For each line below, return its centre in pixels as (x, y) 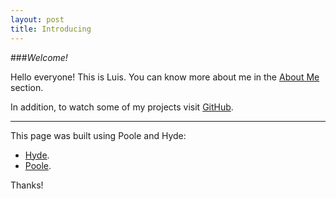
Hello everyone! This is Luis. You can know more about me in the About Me (165, 77)
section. (27, 87)
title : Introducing (51, 29)
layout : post (37, 19)
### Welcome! (39, 57)
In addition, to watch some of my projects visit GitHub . (122, 107)
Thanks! (27, 185)
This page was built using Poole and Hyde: (98, 135)
